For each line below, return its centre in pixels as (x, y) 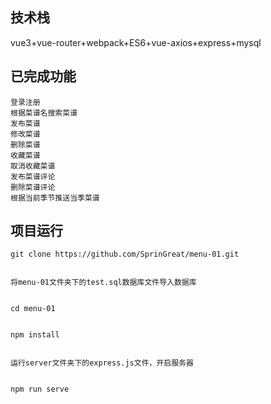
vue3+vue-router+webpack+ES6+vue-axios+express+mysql (136, 42)
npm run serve (40, 389)
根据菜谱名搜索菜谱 (44, 113)
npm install (35, 335)
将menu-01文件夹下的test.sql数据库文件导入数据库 (103, 283)
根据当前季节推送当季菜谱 (55, 198)
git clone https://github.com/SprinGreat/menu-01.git (125, 254)
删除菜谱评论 (33, 187)
